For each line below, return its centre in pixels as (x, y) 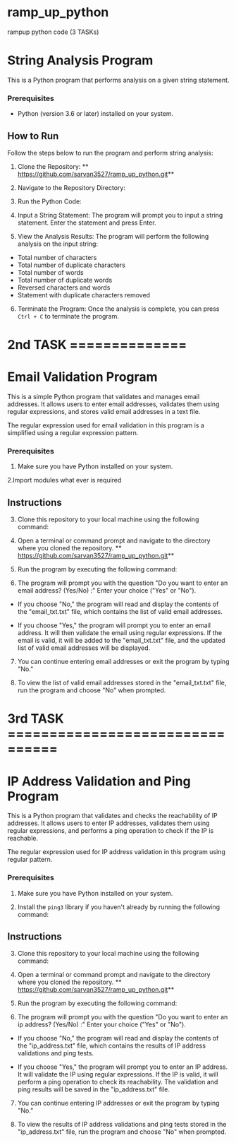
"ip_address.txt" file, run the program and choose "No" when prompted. (122, 1132)
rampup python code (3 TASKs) (53, 32)
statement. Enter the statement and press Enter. (87, 223)
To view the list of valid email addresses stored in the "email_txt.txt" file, (122, 683)
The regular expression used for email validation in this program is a (106, 425)
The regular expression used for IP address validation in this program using (116, 852)
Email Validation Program (82, 377)
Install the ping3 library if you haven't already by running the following (119, 907)
